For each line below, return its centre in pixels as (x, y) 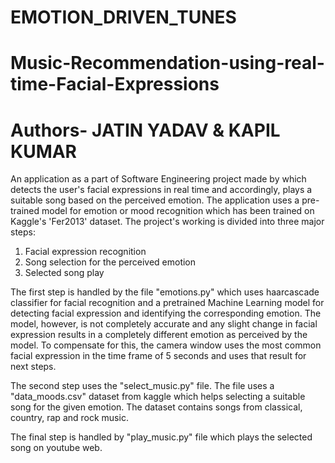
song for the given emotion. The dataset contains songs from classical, (156, 407)
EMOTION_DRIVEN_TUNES (123, 17)
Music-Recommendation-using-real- (167, 63)
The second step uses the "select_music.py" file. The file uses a (142, 386)
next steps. (33, 367)
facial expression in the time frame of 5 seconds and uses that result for (158, 356)
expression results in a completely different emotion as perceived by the (159, 335)
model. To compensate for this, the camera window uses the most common (166, 345)
